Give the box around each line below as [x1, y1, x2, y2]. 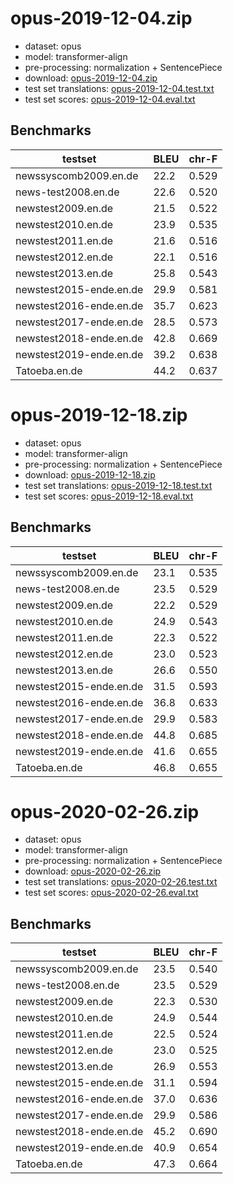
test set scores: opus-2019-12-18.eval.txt [24, 490, 194, 502]
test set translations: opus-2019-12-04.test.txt [24, 82, 215, 94]
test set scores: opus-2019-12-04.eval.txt [24, 93, 196, 105]
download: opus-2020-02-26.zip [24, 865, 162, 877]
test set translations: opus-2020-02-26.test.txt [24, 876, 218, 888]
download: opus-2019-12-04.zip [24, 72, 158, 84]
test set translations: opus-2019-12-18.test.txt [24, 479, 213, 491]
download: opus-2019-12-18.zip [24, 468, 156, 481]
